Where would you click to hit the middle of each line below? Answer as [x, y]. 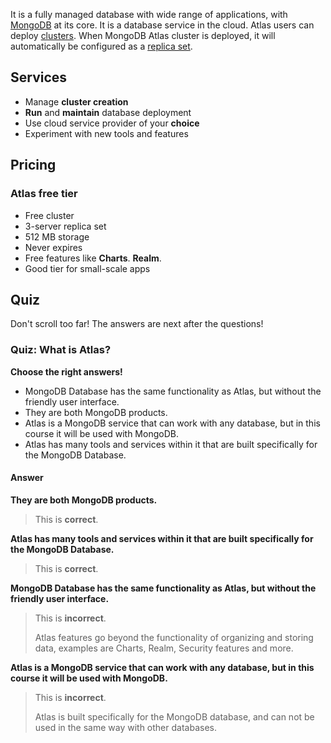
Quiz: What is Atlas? [61, 350]
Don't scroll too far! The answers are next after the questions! [137, 324]
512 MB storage [57, 236]
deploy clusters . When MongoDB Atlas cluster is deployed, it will [143, 35]
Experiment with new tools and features [106, 133]
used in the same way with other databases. [125, 727]
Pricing [33, 165]
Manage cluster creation [76, 101]
